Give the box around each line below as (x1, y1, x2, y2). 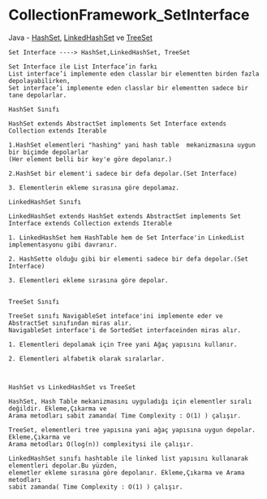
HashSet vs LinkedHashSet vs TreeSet (8, 383, 136, 392)
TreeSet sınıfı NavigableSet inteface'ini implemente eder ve (8, 312, 223, 320)
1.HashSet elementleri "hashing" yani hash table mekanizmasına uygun (8, 141, 256, 149)
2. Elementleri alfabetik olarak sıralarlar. (8, 354, 165, 363)
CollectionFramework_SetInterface (8, 6, 250, 24)
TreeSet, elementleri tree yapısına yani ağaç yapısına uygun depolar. (8, 426, 256, 434)
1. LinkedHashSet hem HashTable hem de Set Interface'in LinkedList (8, 234, 245, 242)
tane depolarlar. (8, 91, 67, 99)
